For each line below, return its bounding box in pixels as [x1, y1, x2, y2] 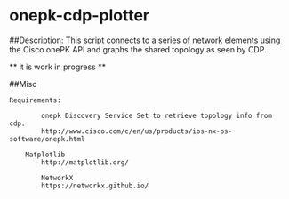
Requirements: [9, 95, 62, 105]
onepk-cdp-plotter [9, 5, 149, 26]
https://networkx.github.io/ [41, 181, 149, 190]
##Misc [9, 78, 37, 89]
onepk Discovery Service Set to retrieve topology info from [41, 111, 273, 120]
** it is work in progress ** [9, 61, 107, 72]
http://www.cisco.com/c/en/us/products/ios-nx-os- [41, 126, 233, 136]
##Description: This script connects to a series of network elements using [9, 35, 281, 45]
